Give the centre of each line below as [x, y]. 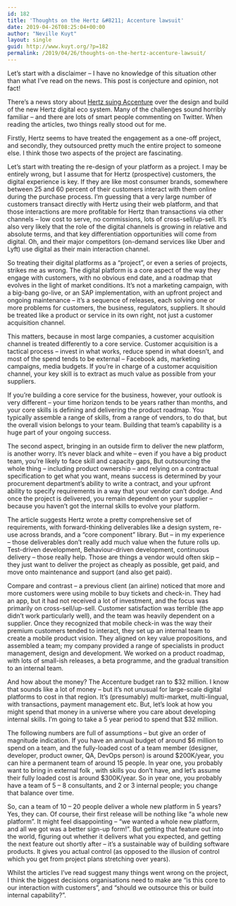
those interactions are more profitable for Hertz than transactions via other [116, 212]
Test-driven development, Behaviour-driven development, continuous [108, 549]
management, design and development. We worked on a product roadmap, [116, 653]
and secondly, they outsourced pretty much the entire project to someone [114, 145]
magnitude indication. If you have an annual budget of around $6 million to [116, 740]
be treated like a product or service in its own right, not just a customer [110, 315]
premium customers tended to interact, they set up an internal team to [109, 630]
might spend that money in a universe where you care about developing [112, 711]
